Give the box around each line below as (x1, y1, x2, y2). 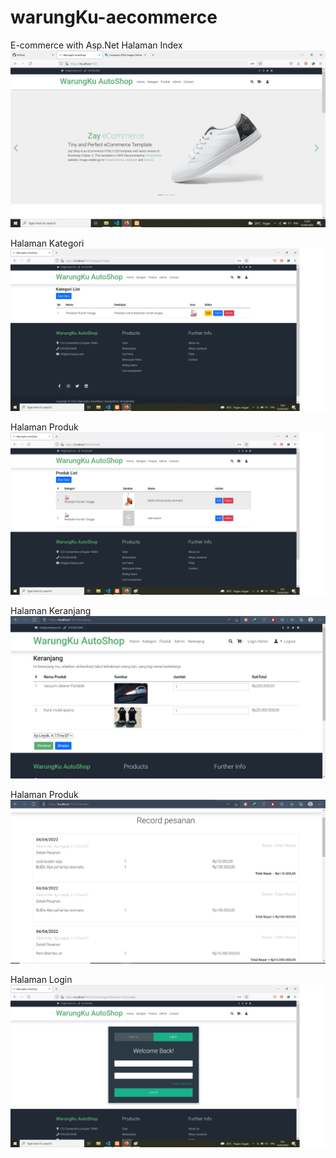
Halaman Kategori (10, 237, 85, 250)
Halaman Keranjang (10, 605, 92, 617)
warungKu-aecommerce (10, 6, 218, 29)
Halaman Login (10, 974, 73, 986)
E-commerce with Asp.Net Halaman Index (10, 39, 183, 51)
